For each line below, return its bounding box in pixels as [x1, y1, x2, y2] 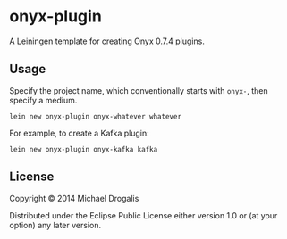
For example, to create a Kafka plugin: [9, 128, 149, 138]
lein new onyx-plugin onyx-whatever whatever [9, 111, 181, 121]
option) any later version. [9, 219, 101, 230]
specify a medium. [9, 95, 78, 105]
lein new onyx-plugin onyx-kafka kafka [9, 144, 158, 153]
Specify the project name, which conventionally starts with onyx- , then [9, 85, 268, 95]
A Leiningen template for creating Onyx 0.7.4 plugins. [9, 36, 206, 46]
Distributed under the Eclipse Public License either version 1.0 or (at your [9, 210, 278, 220]
